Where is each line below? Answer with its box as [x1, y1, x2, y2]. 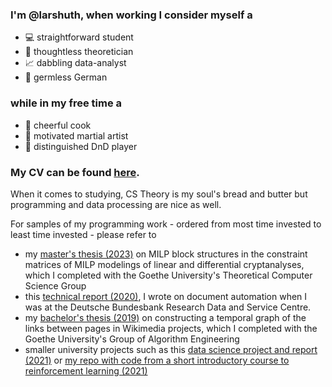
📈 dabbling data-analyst [24, 57, 127, 69]
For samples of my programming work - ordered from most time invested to [10, 218, 322, 230]
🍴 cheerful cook [24, 119, 92, 131]
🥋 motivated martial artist [24, 129, 129, 142]
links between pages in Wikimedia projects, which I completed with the [24, 322, 318, 334]
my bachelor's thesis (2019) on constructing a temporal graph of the [24, 311, 307, 323]
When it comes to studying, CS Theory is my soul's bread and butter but [10, 188, 308, 200]
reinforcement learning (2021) [24, 364, 148, 377]
